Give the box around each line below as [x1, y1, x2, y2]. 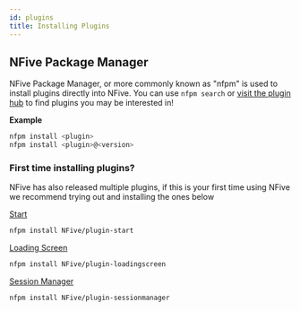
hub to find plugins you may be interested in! [9, 98, 175, 108]
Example [9, 115, 43, 125]
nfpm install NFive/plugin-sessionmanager [9, 293, 170, 303]
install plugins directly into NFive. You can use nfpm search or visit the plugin [9, 88, 291, 99]
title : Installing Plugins [9, 22, 110, 30]
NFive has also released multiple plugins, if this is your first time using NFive [9, 182, 291, 193]
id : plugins [9, 13, 54, 22]
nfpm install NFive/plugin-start [9, 226, 134, 236]
